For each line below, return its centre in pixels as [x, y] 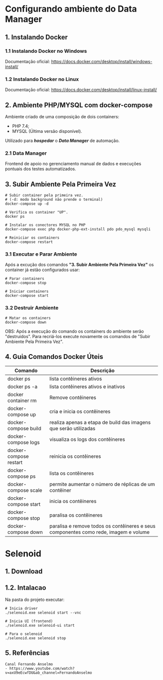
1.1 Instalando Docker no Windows [46, 51]
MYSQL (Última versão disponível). [47, 131]
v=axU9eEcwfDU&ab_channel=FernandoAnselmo [49, 673]
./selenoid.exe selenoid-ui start [40, 625]
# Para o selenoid [24, 634]
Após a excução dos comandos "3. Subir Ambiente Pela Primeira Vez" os [80, 265]
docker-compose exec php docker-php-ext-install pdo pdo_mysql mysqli [78, 229]
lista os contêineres [72, 473]
